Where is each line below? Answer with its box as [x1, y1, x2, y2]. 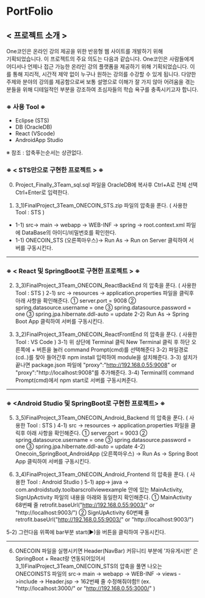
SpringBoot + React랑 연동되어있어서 [15, 555, 106, 562]
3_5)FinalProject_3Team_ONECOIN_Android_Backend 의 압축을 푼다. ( [15, 414, 188, 422]
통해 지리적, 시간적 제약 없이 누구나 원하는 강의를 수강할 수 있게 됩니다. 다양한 [12, 70, 196, 78]
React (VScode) [15, 130, 56, 137]
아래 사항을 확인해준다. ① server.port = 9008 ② [15, 297, 136, 304]
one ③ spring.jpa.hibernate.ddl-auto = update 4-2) [15, 443, 145, 450]
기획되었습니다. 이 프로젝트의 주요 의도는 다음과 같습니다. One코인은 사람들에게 [6, 55, 194, 62]
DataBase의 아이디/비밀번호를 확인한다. [21, 228, 117, 236]
